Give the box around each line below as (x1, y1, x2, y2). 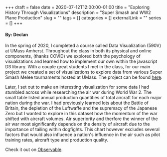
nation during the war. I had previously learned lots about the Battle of (5, 100, 149, 106)
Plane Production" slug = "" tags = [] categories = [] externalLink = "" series (5, 15, 162, 20)
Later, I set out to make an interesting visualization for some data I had (5, 84, 150, 90)
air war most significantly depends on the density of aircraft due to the (5, 121, 150, 127)
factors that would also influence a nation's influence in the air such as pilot (5, 132, 161, 138)
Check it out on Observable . (5, 147, 63, 153)
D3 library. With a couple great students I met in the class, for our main (5, 64, 151, 70)
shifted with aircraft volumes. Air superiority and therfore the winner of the (5, 116, 158, 122)
